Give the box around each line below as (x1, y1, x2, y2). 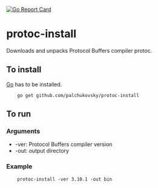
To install (6, 64, 42, 75)
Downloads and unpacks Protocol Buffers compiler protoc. (6, 47, 153, 54)
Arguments (6, 127, 41, 136)
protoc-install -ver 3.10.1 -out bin (17, 176, 113, 182)
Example (6, 163, 33, 171)
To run (6, 109, 31, 119)
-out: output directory (15, 147, 70, 155)
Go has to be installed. (6, 81, 62, 88)
